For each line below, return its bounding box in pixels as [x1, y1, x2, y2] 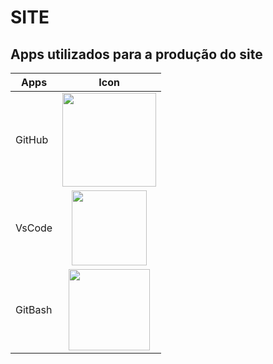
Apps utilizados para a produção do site [10, 46, 263, 63]
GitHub [15, 133, 49, 146]
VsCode [15, 221, 53, 235]
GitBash [15, 303, 53, 316]
